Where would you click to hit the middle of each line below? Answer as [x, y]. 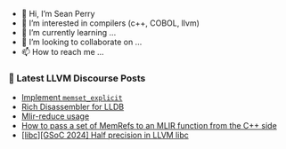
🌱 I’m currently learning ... [69, 32]
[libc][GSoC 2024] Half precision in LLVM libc [105, 135]
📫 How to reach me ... [62, 52]
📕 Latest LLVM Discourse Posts [77, 78]
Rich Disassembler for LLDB [73, 107]
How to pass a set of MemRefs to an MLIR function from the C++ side [149, 126]
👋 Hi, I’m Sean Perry [58, 14]
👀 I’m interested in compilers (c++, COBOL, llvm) [110, 23]
